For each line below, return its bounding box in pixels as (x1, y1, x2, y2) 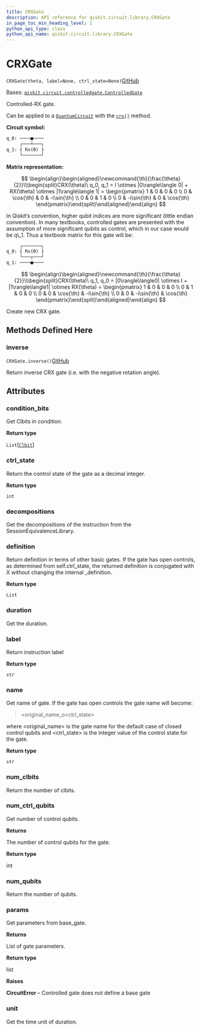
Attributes (6, 386, 45, 396)
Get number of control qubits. (6, 815, 80, 822)
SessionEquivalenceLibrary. (6, 528, 75, 535)
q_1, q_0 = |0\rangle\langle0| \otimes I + (89, 277, 188, 284)
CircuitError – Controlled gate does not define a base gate (6, 989, 151, 997)
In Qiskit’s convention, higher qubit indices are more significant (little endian (6, 212, 194, 219)
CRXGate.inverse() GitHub (6, 357, 70, 364)
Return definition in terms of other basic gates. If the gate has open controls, (6, 556, 196, 563)
